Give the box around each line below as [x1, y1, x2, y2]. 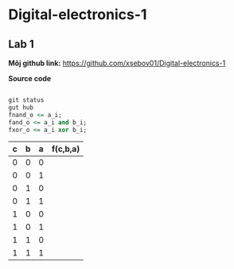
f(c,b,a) [51, 143, 80, 154]
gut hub [8, 103, 34, 111]
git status [8, 96, 45, 104]
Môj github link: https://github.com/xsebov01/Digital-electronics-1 [8, 58, 226, 68]
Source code [8, 74, 52, 83]
